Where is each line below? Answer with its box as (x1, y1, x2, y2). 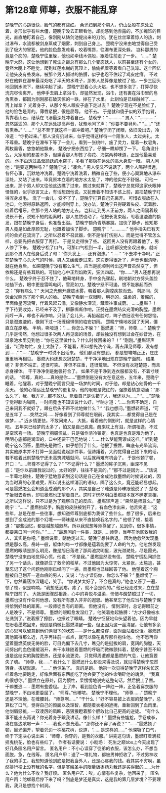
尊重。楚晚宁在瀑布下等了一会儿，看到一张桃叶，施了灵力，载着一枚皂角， (9, 139, 161, 145)
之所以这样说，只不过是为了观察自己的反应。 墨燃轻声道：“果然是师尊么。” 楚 (5, 498, 161, 504)
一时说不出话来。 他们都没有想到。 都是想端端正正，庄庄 (43, 349, 159, 355)
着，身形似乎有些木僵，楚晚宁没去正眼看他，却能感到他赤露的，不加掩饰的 (5, 28, 157, 34)
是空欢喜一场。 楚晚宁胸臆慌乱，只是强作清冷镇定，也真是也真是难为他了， (5, 430, 158, 436)
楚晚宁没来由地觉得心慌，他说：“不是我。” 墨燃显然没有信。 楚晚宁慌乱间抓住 (5, 554, 161, 560)
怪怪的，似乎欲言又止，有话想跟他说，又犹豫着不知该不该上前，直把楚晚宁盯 (5, 188, 161, 194)
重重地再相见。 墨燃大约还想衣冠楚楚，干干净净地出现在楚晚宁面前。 (5, 356, 145, 362)
